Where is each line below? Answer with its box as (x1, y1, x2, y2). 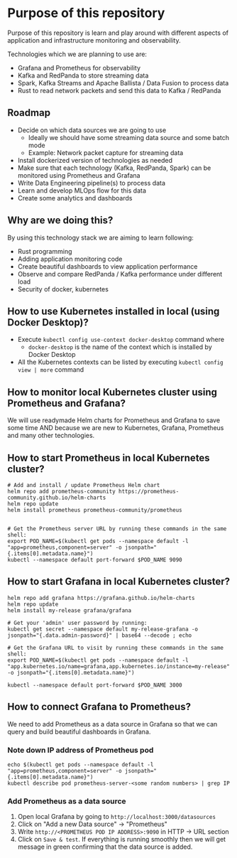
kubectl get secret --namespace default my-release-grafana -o (7, 626, 199, 633)
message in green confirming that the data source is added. (17, 842, 193, 851)
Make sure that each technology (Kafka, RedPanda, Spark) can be (17, 163, 211, 172)
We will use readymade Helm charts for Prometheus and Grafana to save (7, 416, 221, 424)
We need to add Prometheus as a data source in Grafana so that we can (7, 719, 218, 728)
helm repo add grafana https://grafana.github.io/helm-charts (7, 594, 195, 601)
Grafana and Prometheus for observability (17, 63, 140, 72)
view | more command (17, 365, 84, 374)
